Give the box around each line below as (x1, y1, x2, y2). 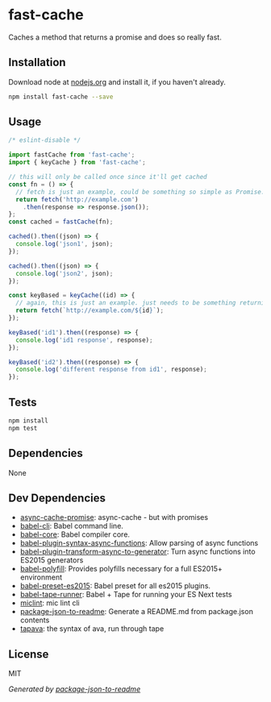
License (8, 647, 49, 661)
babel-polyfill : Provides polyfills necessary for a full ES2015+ (19, 564, 223, 574)
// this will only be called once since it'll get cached (8, 173, 207, 181)
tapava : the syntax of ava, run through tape (19, 624, 165, 633)
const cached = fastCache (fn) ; (8, 218, 114, 226)
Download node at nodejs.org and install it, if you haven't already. (8, 77, 226, 86)
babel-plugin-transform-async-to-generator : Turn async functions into (19, 546, 256, 557)
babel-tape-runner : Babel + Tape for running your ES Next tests (19, 590, 232, 600)
